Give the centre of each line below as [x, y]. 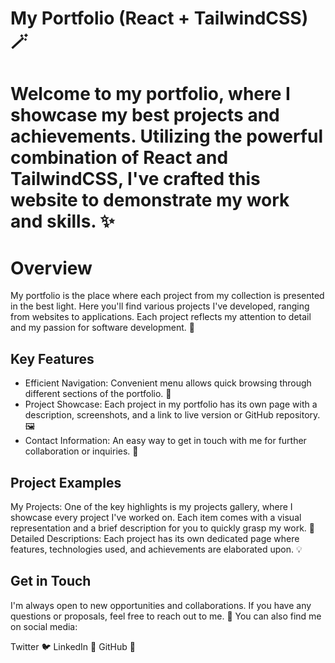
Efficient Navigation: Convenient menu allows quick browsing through [168, 383]
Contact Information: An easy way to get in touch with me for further [165, 441]
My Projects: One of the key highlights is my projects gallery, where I [151, 506]
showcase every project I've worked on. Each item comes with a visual [156, 517]
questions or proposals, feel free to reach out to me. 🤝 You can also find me [166, 616]
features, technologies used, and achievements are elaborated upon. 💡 [156, 549]
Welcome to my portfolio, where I [150, 94]
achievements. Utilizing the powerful [167, 136]
